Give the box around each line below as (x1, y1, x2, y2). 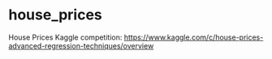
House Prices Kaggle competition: (8, 32, 123, 42)
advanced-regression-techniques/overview (8, 40, 154, 50)
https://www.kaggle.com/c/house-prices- (123, 32, 264, 42)
